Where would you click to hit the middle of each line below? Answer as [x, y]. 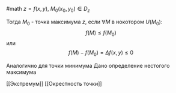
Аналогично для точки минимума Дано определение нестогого [88, 66]
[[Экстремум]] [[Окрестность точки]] [54, 84]
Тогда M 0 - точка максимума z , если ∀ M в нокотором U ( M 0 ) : [84, 22]
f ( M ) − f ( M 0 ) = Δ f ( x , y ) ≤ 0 [101, 53]
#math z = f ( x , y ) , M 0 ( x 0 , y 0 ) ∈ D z [48, 10]
